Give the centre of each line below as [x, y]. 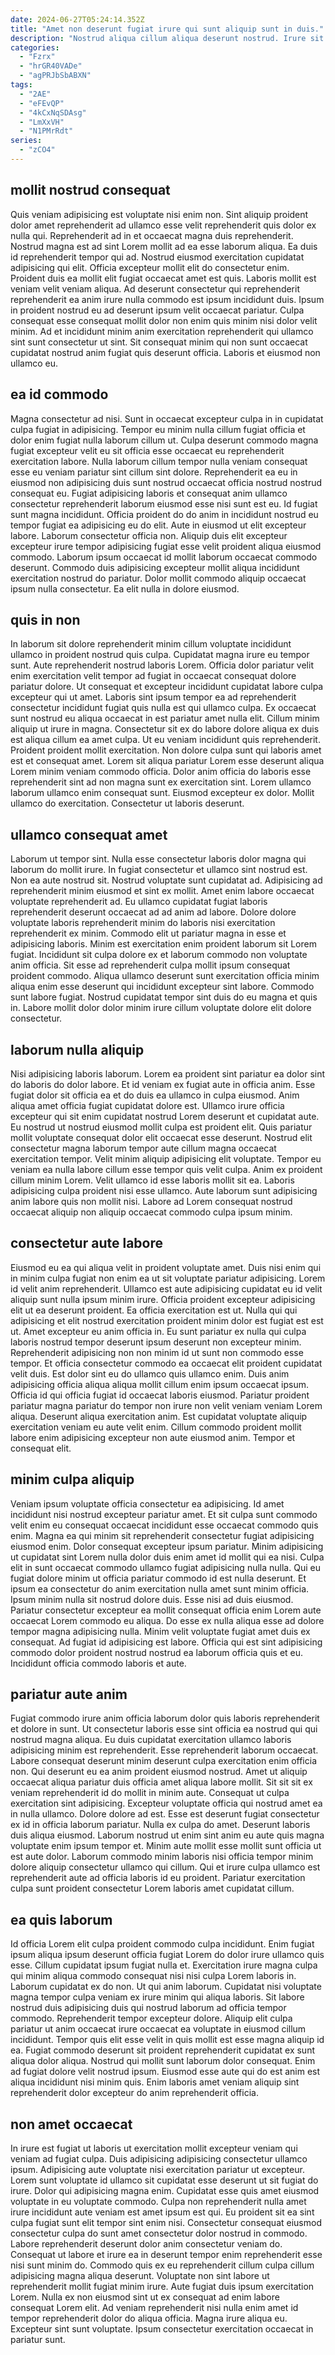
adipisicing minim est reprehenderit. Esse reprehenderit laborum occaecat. [164, 1750]
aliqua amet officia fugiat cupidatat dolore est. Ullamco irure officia [147, 1105]
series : [26, 141]
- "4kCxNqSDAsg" [53, 112]
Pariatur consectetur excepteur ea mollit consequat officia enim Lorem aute [166, 1610]
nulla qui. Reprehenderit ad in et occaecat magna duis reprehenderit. [152, 235]
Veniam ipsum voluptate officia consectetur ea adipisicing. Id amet [147, 1503]
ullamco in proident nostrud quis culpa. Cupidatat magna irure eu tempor [160, 655]
